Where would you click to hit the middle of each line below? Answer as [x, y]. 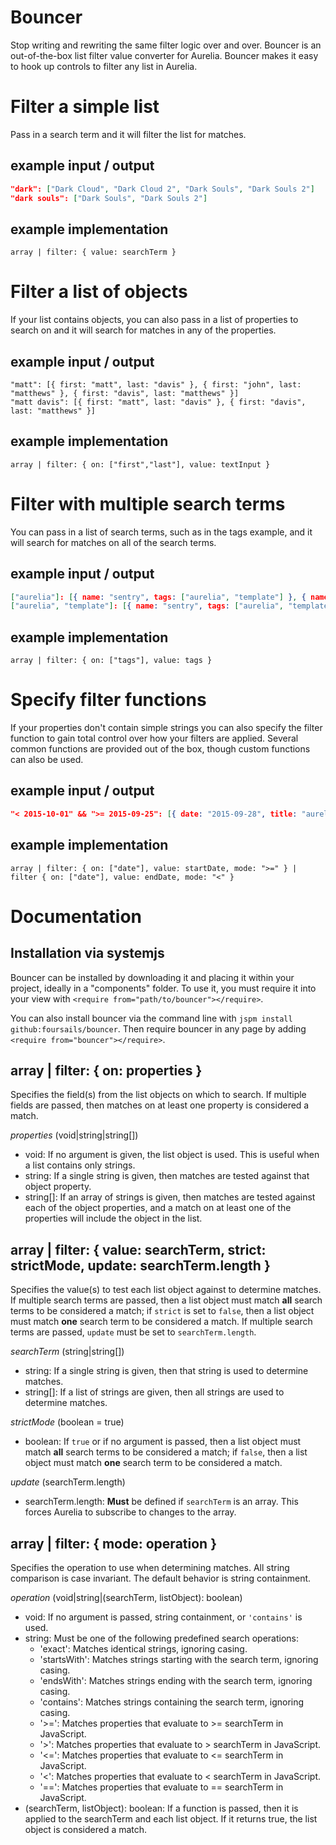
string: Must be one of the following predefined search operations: [162, 1638]
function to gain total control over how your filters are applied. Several [154, 738]
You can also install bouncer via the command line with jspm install [151, 1018]
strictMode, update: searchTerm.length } [140, 1265]
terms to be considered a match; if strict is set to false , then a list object [162, 1311]
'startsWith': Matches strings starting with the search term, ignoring [179, 1659]
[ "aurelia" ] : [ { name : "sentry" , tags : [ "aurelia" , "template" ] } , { [158, 597]
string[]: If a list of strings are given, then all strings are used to [154, 1392]
